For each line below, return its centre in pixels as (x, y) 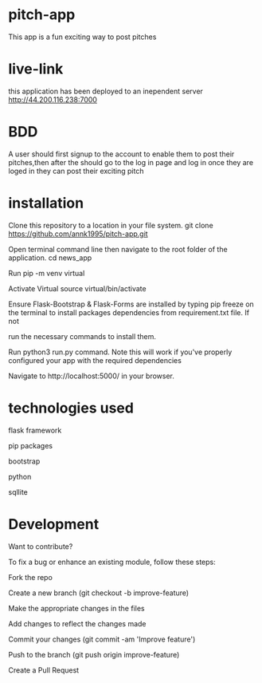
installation (46, 203)
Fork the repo (31, 577)
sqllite (18, 492)
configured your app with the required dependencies (95, 360)
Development (54, 524)
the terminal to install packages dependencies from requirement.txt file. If (129, 312)
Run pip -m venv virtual (47, 273)
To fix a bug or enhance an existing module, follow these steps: (112, 562)
